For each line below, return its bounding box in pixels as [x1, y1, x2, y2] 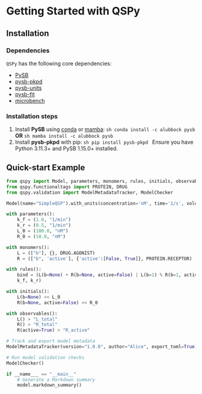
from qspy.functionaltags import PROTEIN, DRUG [6, 183, 128, 190]
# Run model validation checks [6, 354, 85, 360]
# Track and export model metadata [6, 338, 96, 344]
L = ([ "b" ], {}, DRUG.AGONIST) [17, 250, 96, 256]
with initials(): [6, 289, 50, 295]
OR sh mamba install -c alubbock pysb [14, 132, 113, 140]
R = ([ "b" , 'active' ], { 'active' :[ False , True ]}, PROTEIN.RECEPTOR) [17, 256, 192, 262]
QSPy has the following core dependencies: [6, 60, 112, 67]
